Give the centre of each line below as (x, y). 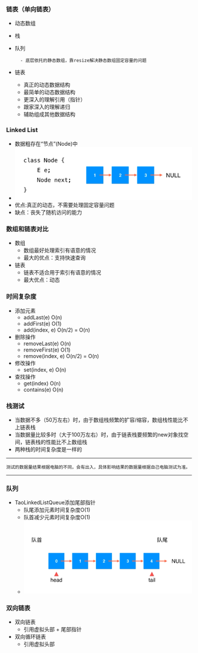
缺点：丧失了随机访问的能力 (48, 212)
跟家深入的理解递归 (47, 107)
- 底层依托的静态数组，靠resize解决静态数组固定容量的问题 (83, 61)
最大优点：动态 (42, 280)
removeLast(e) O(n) (47, 343)
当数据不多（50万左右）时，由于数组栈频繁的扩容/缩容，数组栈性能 (96, 419)
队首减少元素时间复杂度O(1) (57, 517)
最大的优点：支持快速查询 (55, 258)
